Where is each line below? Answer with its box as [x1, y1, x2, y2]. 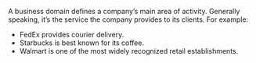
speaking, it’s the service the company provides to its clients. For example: [8, 15, 249, 24]
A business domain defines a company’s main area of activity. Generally [8, 7, 240, 16]
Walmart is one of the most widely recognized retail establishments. [19, 47, 239, 55]
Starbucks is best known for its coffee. [19, 38, 145, 47]
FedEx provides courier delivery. [19, 30, 124, 39]
